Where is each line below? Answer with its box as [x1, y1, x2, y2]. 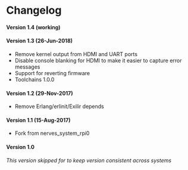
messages [14, 63, 40, 70]
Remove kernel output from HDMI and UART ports [14, 50, 138, 57]
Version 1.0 [6, 143, 35, 150]
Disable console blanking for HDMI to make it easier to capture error [14, 57, 183, 64]
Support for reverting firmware [14, 69, 90, 76]
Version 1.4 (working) [6, 23, 61, 30]
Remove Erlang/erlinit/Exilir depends [14, 103, 104, 110]
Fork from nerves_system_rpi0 [14, 129, 90, 137]
